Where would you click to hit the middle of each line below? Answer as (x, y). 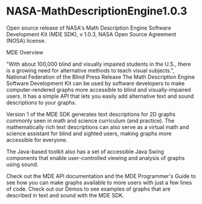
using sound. (22, 164)
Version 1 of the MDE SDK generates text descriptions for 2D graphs (91, 114)
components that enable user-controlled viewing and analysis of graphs (96, 158)
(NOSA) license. (26, 40)
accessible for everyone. (37, 139)
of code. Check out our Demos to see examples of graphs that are (88, 189)
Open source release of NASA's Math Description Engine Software (89, 28)
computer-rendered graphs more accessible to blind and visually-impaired (99, 89)
